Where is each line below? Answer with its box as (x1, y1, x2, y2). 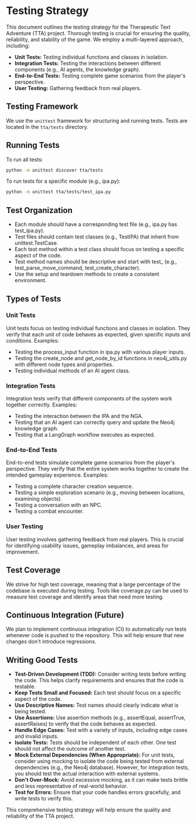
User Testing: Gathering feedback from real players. (14, 84, 142, 91)
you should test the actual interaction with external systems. (14, 770, 160, 777)
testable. (14, 683, 36, 690)
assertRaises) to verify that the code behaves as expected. (14, 720, 157, 727)
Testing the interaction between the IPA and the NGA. (14, 413, 143, 420)
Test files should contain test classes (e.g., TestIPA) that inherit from (14, 233, 180, 241)
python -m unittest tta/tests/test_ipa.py (6, 189, 111, 195)
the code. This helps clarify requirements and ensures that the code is (14, 677, 184, 684)
